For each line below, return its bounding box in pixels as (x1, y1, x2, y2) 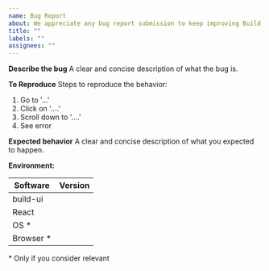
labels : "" (8, 34, 45, 43)
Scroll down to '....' (19, 112, 82, 122)
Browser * (12, 233, 52, 244)
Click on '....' (19, 104, 61, 114)
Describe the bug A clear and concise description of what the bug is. (8, 64, 238, 73)
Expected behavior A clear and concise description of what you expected (8, 136, 255, 146)
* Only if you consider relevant (8, 253, 110, 263)
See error (19, 121, 52, 131)
